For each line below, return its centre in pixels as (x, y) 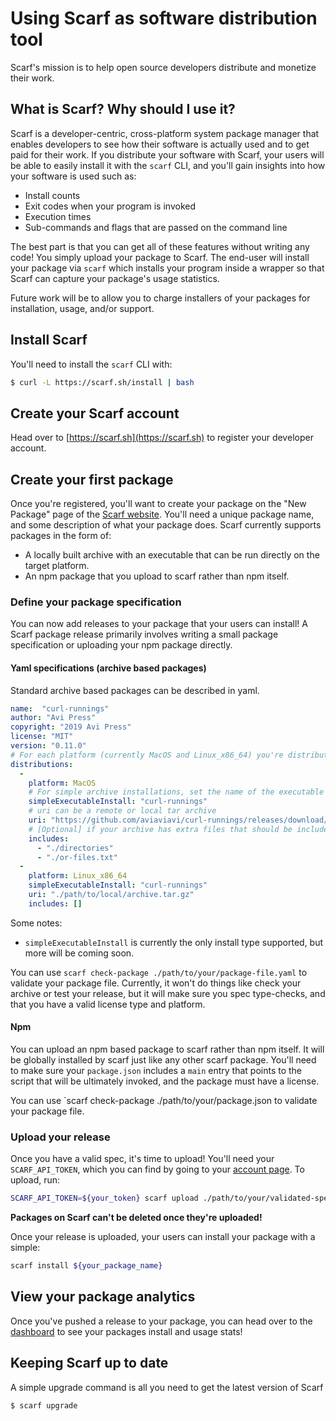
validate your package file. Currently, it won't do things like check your (156, 983)
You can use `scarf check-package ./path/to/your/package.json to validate (164, 1101)
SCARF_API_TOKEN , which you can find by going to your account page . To (157, 1169)
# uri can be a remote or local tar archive (122, 811)
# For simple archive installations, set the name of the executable (176, 792)
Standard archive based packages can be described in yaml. (135, 690)
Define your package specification (96, 602)
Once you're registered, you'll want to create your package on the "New (158, 504)
